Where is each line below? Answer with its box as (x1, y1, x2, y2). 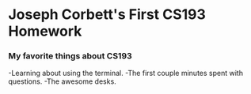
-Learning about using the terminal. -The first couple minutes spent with (8, 69, 244, 78)
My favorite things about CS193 (8, 51, 132, 62)
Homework (8, 22, 82, 40)
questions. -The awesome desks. (8, 77, 116, 86)
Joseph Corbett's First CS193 (8, 6, 206, 24)
